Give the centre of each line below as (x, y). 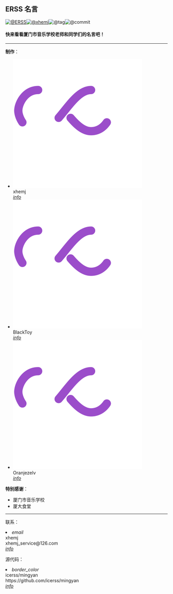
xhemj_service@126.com (32, 543)
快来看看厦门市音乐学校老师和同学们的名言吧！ (55, 34)
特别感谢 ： (17, 489)
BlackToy (22, 332)
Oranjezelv (24, 473)
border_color (25, 570)
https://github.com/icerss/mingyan (42, 581)
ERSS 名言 (22, 9)
